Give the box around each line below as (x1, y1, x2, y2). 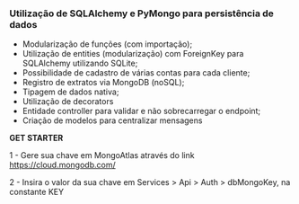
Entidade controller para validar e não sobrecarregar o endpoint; (22, 106, 261, 117)
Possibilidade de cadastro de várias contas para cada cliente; (22, 67, 251, 78)
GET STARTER (9, 133, 64, 144)
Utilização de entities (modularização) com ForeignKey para (22, 49, 244, 59)
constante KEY (9, 187, 65, 198)
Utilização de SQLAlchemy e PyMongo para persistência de (9, 7, 274, 20)
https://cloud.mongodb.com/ (9, 160, 116, 171)
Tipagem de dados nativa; (22, 86, 119, 97)
